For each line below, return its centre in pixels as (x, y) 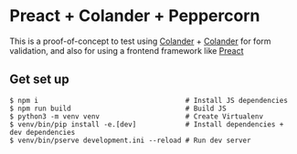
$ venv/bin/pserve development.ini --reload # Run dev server (130, 140)
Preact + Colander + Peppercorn (135, 16)
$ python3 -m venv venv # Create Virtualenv (136, 116)
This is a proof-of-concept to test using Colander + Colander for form (140, 41)
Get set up (40, 80)
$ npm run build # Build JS (118, 108)
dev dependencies (42, 132)
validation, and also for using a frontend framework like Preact (127, 50)
